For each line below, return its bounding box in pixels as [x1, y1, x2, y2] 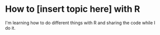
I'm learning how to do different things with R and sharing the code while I [5, 20, 156, 26]
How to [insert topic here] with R [5, 3, 140, 15]
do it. [5, 25, 16, 31]
